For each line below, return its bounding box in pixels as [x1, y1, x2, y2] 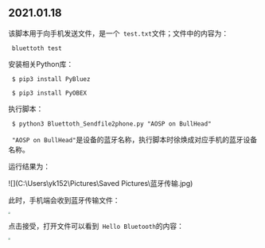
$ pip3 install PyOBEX [11, 89, 88, 97]
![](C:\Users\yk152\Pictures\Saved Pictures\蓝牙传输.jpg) [8, 178, 193, 188]
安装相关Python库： [8, 59, 74, 68]
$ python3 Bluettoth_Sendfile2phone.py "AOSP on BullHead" [11, 119, 212, 128]
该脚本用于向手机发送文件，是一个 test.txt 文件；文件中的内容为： [8, 28, 229, 38]
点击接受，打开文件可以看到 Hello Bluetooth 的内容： [8, 221, 185, 231]
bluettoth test [11, 44, 62, 52]
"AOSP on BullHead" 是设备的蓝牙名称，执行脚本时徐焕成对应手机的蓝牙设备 [11, 134, 258, 144]
